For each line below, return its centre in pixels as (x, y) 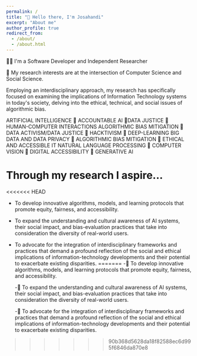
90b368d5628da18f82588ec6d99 (150, 341)
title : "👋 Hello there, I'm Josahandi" (55, 17)
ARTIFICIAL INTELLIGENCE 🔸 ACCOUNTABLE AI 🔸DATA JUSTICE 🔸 (87, 120)
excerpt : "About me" (31, 22)
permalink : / (22, 11)
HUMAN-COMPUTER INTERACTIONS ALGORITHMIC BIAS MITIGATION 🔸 (95, 127)
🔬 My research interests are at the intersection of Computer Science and (94, 72)
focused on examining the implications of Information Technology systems (96, 96)
